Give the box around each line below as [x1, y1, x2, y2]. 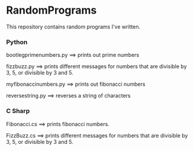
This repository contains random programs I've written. [6, 23, 141, 30]
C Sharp [6, 107, 30, 115]
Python [6, 38, 28, 46]
